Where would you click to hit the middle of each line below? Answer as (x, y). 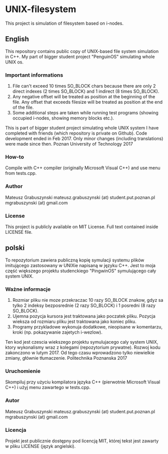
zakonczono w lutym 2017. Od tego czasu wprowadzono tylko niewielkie (80, 353)
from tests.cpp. (21, 173)
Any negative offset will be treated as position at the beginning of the (84, 97)
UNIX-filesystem (41, 9)
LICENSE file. (19, 232)
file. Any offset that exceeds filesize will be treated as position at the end (88, 102)
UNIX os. (15, 62)
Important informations (34, 75)
